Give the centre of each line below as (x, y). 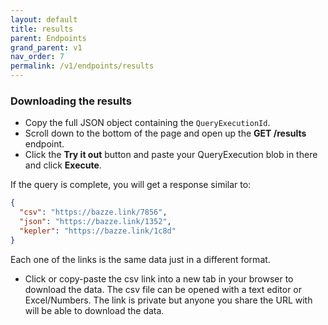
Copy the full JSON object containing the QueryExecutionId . (147, 123)
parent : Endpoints (48, 38)
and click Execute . (63, 165)
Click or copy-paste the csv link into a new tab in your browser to (159, 278)
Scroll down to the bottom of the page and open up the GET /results (165, 133)
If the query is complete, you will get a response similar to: (131, 185)
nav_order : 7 (37, 57)
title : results (42, 29)
